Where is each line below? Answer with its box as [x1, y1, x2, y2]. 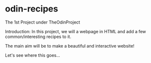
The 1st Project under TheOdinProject [5, 19, 80, 25]
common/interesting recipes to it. [5, 34, 71, 39]
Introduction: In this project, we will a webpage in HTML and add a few [5, 28, 147, 34]
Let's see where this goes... [5, 52, 61, 58]
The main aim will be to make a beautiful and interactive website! [5, 43, 134, 49]
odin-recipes [5, 3, 58, 14]
